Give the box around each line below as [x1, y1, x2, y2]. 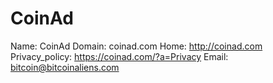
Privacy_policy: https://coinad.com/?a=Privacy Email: [10, 50, 229, 62]
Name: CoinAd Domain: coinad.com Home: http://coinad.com [10, 40, 263, 52]
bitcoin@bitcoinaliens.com [10, 61, 120, 73]
